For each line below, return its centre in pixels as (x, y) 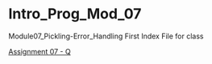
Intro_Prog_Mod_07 (75, 14)
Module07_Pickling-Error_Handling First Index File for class (106, 36)
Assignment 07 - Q (39, 51)
